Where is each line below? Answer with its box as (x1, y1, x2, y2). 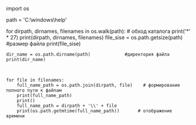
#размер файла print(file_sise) (6, 40, 81, 47)
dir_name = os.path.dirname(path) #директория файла (6, 52, 170, 58)
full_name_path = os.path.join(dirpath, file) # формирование (16, 82, 181, 88)
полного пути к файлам (6, 87, 62, 93)
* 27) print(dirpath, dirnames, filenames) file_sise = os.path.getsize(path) (6, 34, 183, 40)
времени (6, 113, 25, 119)
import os (6, 5, 29, 12)
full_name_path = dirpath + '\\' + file (16, 103, 117, 109)
